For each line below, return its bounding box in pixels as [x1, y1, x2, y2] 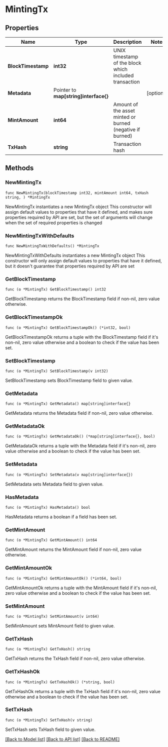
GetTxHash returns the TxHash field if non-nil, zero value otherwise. [5, 656, 145, 662]
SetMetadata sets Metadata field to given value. [5, 481, 104, 487]
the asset [113, 107, 135, 114]
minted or [113, 114, 136, 120]
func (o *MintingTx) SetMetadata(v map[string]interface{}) [5, 472, 133, 477]
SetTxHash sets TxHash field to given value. [5, 726, 96, 732]
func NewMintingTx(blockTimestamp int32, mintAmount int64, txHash [5, 190, 149, 196]
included [113, 72, 134, 79]
